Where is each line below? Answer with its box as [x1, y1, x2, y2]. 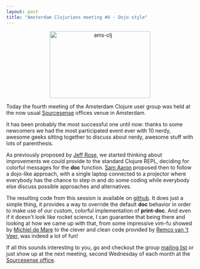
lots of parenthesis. [6, 139, 54, 146]
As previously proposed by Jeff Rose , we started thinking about [6, 151, 162, 158]
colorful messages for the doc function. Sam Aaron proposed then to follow [6, 164, 192, 171]
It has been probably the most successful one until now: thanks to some [6, 120, 183, 128]
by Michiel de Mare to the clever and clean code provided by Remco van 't [6, 226, 189, 233]
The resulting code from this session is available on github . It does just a [6, 194, 183, 201]
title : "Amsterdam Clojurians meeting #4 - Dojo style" [6, 14, 148, 20]
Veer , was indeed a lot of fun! [6, 232, 79, 239]
